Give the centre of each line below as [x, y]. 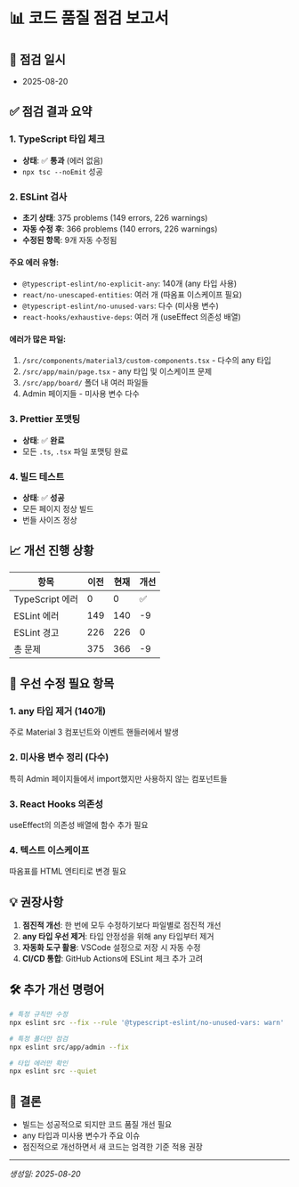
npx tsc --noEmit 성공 [63, 171]
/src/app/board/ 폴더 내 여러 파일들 [85, 383]
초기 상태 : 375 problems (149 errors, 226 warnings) [115, 217]
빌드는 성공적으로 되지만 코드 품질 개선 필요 [97, 1125]
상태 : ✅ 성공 [43, 497]
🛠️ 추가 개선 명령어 [57, 989]
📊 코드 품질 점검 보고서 [89, 18]
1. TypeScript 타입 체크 [57, 139]
